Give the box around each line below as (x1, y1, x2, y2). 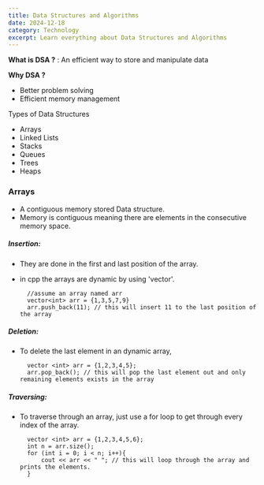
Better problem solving (19, 86, 95, 95)
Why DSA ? (8, 70, 46, 80)
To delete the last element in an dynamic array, (19, 346, 172, 356)
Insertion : (8, 239, 41, 248)
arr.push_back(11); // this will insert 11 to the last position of (27, 303, 257, 312)
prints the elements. (19, 463, 91, 472)
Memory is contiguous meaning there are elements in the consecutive (19, 212, 247, 222)
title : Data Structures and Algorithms (8, 11, 139, 20)
